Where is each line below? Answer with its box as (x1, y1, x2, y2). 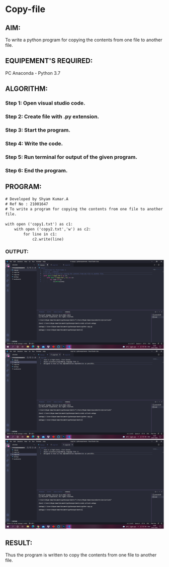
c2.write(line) (32, 237, 64, 242)
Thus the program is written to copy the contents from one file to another (5, 552, 157, 558)
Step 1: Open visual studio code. (5, 99, 86, 106)
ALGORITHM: (5, 84, 48, 93)
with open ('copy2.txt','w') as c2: (14, 226, 92, 232)
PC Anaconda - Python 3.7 (5, 70, 60, 76)
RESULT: (5, 538, 33, 547)
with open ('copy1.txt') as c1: (5, 221, 73, 226)
